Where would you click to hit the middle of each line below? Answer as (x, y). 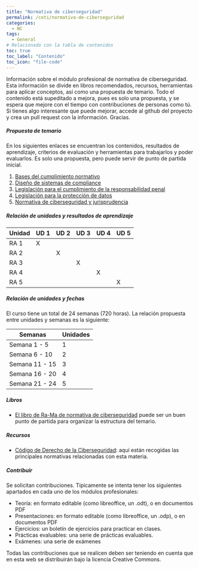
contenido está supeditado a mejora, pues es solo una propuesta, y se (93, 98)
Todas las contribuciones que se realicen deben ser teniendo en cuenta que (100, 553)
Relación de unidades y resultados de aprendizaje (70, 216)
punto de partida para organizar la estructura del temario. (85, 421)
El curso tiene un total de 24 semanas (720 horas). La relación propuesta (96, 314)
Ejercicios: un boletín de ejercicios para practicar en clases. (88, 529)
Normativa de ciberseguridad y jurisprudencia (71, 202)
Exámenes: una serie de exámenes (58, 541)
